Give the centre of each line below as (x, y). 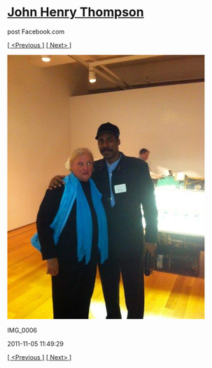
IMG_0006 (22, 330)
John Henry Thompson (76, 12)
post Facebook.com (36, 31)
